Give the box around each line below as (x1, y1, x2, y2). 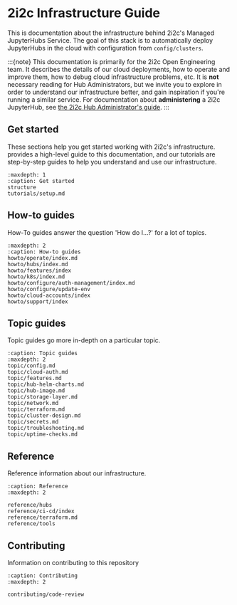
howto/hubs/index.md (7, 261, 69, 268)
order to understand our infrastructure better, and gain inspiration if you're (7, 88, 226, 96)
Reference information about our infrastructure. (7, 469, 147, 478)
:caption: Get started (7, 177, 75, 184)
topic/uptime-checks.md (7, 431, 78, 438)
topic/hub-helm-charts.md (7, 381, 84, 389)
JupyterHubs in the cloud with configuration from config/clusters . (7, 43, 204, 52)
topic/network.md (7, 400, 59, 407)
